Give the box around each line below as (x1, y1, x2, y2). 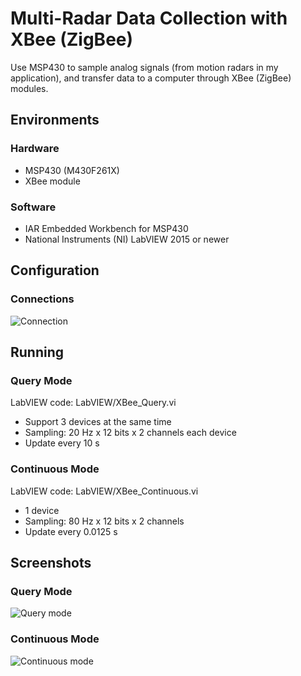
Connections (10, 292, 75, 306)
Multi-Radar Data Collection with (10, 7, 288, 30)
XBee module (24, 175, 81, 187)
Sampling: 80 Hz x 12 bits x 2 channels (24, 515, 185, 527)
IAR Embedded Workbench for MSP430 (24, 222, 189, 234)
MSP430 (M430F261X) (24, 164, 120, 176)
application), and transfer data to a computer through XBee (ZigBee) (10, 72, 292, 84)
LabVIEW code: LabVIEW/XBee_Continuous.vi (10, 485, 199, 497)
